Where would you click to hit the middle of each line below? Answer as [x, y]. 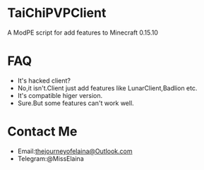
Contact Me [42, 132]
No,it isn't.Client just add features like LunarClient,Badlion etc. [107, 88]
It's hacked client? [44, 80]
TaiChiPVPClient [57, 13]
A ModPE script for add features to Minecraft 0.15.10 [83, 32]
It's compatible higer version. [60, 95]
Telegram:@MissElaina [50, 158]
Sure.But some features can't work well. [76, 103]
